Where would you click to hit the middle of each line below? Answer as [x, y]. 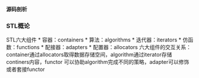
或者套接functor [26, 69]
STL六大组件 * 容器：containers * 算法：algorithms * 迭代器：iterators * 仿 [97, 40]
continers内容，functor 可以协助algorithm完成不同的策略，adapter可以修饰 [98, 61]
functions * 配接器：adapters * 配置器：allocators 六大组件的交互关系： [104, 47]
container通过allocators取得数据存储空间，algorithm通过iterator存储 [89, 54]
